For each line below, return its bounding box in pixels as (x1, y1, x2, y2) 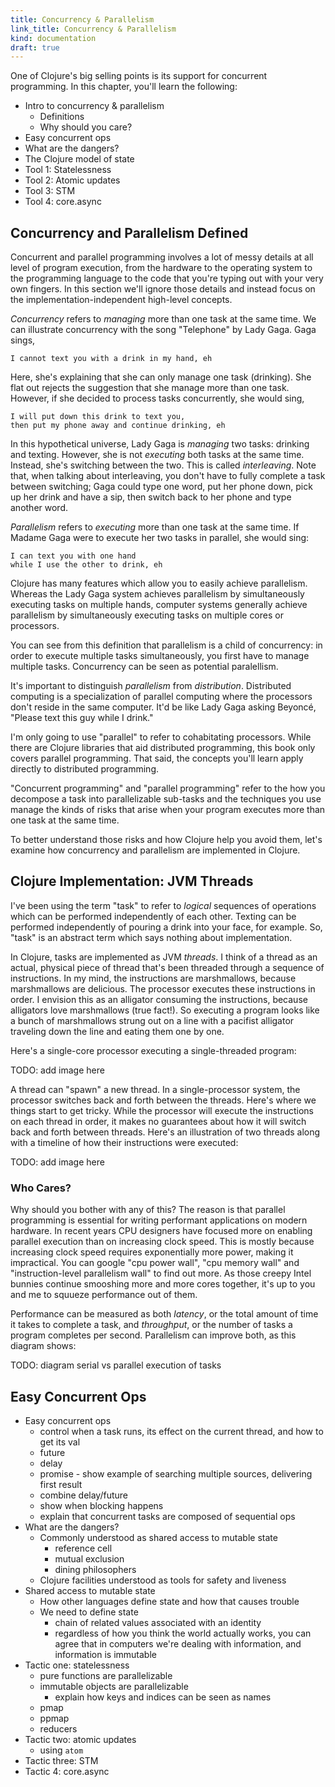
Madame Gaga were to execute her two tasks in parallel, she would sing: (10, 532, 310, 544)
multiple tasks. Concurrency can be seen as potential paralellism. (10, 661, 279, 673)
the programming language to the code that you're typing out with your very (10, 272, 324, 285)
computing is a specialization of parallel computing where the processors (10, 691, 313, 703)
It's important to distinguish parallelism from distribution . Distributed (10, 680, 292, 692)
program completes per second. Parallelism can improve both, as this (10, 1329, 297, 1341)
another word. (10, 502, 68, 514)
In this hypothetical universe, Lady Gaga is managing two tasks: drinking (10, 438, 310, 450)
